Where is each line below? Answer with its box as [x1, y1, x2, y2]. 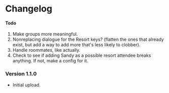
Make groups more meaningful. [12, 31, 78, 37]
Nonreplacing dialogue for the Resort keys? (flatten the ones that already [12, 36, 164, 43]
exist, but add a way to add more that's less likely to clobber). [12, 42, 141, 48]
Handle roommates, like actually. [12, 47, 81, 53]
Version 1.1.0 [5, 70, 37, 77]
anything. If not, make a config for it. [12, 58, 88, 64]
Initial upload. [12, 81, 41, 88]
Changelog [5, 3, 52, 15]
